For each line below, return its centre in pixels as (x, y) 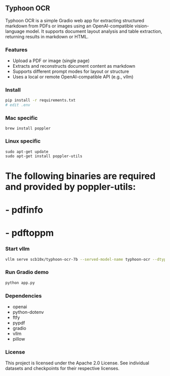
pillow (19, 339)
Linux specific (23, 141)
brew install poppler (28, 128)
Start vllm (17, 249)
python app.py (20, 283)
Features (16, 50)
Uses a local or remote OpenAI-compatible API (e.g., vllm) (73, 77)
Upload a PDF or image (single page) (51, 61)
